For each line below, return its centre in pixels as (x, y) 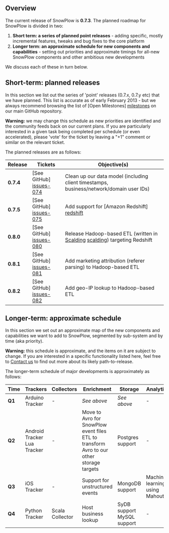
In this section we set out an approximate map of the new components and (82, 331)
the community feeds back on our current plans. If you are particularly (78, 126)
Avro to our (95, 450)
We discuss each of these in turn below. (47, 67)
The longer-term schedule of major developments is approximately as (77, 371)
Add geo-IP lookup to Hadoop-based (110, 288)
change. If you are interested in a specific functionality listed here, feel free (83, 356)
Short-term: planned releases (53, 83)
